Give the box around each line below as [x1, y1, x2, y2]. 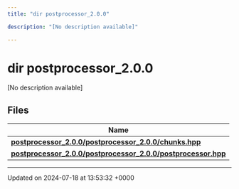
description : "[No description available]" [7, 23, 139, 31]
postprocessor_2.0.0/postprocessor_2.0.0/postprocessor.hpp [11, 148, 226, 158]
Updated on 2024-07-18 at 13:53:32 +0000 [7, 173, 134, 182]
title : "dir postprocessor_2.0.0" [7, 10, 110, 18]
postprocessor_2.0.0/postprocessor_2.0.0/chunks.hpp [11, 137, 201, 147]
